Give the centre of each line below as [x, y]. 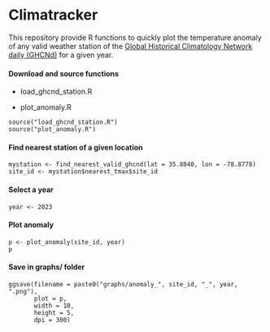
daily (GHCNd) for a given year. [61, 55]
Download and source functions [64, 73]
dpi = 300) [52, 320]
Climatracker [53, 15]
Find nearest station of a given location [76, 147]
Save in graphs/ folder [47, 267]
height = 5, [54, 312]
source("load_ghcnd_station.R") [63, 122]
